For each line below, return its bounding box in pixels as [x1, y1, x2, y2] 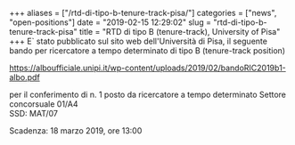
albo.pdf [9, 72, 40, 83]
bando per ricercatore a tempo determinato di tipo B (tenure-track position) [9, 45, 286, 56]
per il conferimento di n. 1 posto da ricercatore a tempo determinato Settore [9, 89, 287, 100]
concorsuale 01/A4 [9, 99, 78, 109]
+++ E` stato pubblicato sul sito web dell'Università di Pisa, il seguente [9, 36, 267, 46]
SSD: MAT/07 [9, 109, 59, 118]
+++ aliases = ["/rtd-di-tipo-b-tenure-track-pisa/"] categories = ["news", [9, 8, 277, 18]
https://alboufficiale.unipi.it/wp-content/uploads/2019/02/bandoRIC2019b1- [9, 62, 287, 73]
